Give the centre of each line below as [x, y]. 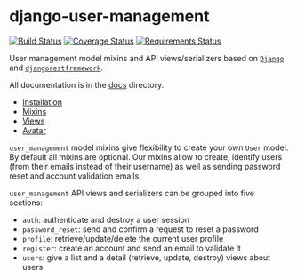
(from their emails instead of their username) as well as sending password [145, 166]
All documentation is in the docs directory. [87, 84]
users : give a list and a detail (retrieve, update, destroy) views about [146, 257]
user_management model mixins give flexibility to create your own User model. [149, 147]
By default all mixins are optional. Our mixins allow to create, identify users [146, 156]
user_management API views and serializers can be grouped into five [132, 193]
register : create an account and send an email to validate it [132, 248]
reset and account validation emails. [76, 176]
